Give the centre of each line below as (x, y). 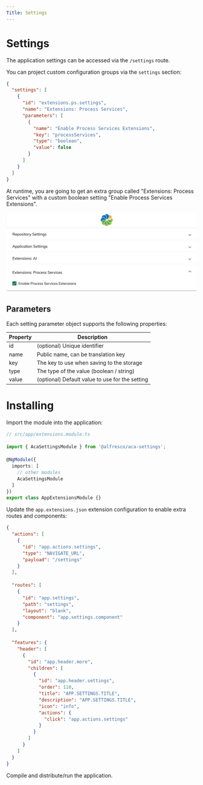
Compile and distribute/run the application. (60, 775)
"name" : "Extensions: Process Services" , (75, 109)
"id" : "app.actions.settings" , (62, 547)
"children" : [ (46, 668)
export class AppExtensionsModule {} (54, 498)
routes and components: (37, 516)
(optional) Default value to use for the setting (93, 379)
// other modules (39, 472)
